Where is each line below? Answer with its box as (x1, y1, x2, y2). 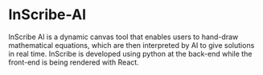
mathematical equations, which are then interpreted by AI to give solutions (8, 40, 255, 49)
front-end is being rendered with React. (8, 57, 139, 67)
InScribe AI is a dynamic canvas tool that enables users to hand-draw (8, 32, 239, 41)
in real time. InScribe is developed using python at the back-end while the (8, 49, 253, 58)
